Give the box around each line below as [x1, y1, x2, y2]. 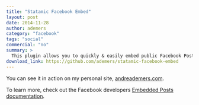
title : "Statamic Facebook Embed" [6, 8, 92, 15]
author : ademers [6, 25, 46, 31]
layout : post [6, 14, 38, 20]
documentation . [6, 93, 45, 100]
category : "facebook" [6, 31, 60, 37]
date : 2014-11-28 [6, 20, 49, 26]
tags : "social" [6, 36, 44, 42]
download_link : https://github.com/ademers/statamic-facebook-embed [6, 58, 179, 64]
